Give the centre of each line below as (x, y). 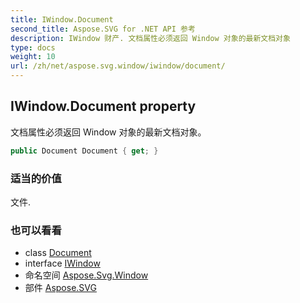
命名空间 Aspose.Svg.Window (86, 275)
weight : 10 (33, 57)
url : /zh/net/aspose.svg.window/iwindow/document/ (118, 66)
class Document (58, 253)
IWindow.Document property (103, 106)
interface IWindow (62, 263)
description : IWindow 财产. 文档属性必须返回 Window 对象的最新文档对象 (150, 38)
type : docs (33, 47)
